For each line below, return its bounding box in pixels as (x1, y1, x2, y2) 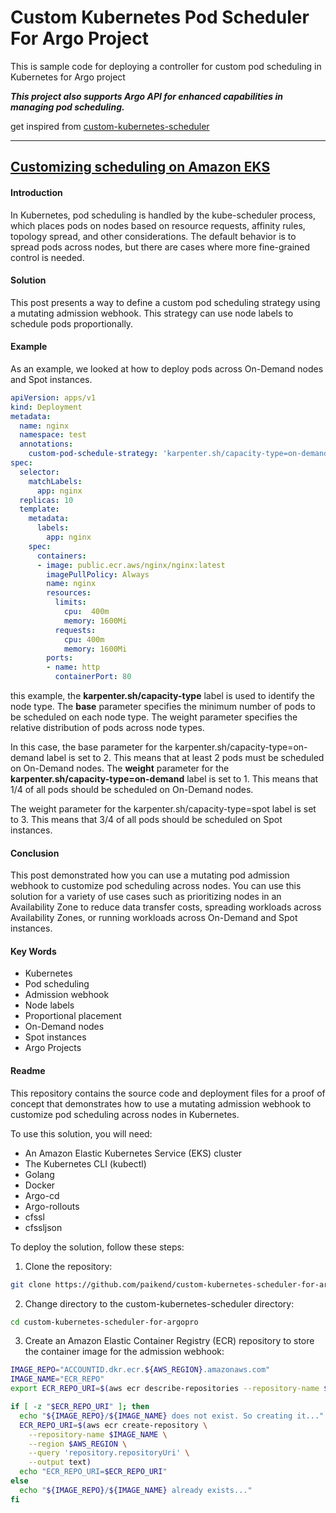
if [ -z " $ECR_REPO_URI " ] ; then (10, 1402, 150, 1412)
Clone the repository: (24, 1260, 113, 1272)
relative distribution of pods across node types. (10, 722, 205, 734)
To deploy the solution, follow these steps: (10, 1241, 185, 1253)
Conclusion (10, 847, 60, 859)
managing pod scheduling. (10, 101, 125, 113)
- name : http (46, 662, 101, 673)
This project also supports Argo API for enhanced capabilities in (10, 90, 283, 102)
